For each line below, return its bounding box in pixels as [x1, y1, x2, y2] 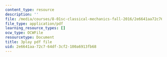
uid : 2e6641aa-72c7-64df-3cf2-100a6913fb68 [5, 44, 97, 49]
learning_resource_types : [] [5, 26, 66, 31]
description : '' [5, 12, 39, 17]
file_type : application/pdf [5, 21, 64, 26]
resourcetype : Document [5, 35, 55, 40]
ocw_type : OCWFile [5, 30, 43, 35]
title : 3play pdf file [5, 40, 52, 45]
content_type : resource [5, 7, 55, 12]
